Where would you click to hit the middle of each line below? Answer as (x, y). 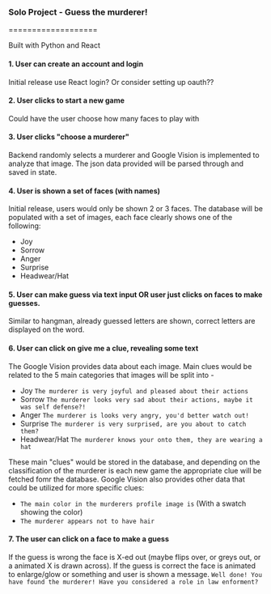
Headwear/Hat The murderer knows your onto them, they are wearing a (141, 439)
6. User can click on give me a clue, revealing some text (104, 348)
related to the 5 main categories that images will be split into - (111, 375)
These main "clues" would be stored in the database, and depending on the (134, 462)
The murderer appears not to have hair (87, 521)
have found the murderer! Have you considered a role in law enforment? (133, 582)
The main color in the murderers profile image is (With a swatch (133, 503)
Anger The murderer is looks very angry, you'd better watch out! (134, 414)
